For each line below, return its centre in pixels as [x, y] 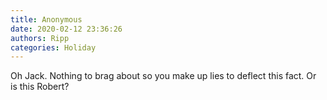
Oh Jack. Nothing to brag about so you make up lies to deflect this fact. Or [163, 76]
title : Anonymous [46, 19]
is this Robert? [40, 87]
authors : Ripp [40, 38]
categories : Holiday [53, 47]
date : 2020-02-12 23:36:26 [66, 29]
